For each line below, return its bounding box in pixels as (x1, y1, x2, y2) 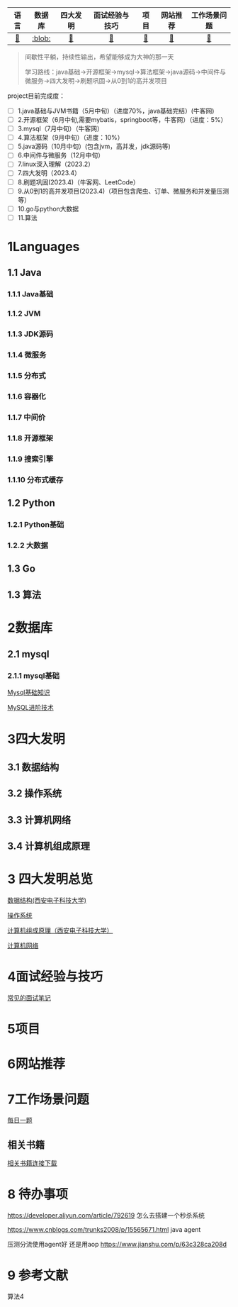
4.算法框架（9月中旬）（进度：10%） (17, 133, 124, 142)
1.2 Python (7, 496, 55, 509)
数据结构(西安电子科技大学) (7, 896, 87, 905)
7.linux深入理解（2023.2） (17, 160, 94, 169)
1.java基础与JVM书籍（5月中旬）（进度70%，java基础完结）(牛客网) (17, 106, 215, 115)
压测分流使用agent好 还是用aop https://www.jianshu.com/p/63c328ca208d (7, 1240, 227, 1249)
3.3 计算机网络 (7, 813, 72, 825)
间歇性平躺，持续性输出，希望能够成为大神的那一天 (24, 52, 174, 61)
